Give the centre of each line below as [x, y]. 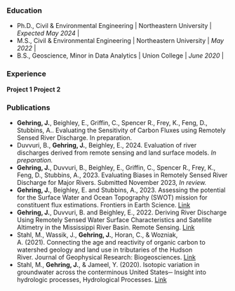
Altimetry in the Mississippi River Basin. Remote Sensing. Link [106, 227]
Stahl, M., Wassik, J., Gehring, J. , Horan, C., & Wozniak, [97, 235]
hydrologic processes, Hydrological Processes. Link [92, 279]
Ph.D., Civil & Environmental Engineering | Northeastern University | [114, 26]
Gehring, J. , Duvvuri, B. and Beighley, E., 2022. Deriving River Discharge [122, 212]
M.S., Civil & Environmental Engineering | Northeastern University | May [120, 41]
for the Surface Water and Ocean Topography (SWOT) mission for [112, 197]
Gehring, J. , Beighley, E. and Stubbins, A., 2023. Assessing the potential [121, 190]
